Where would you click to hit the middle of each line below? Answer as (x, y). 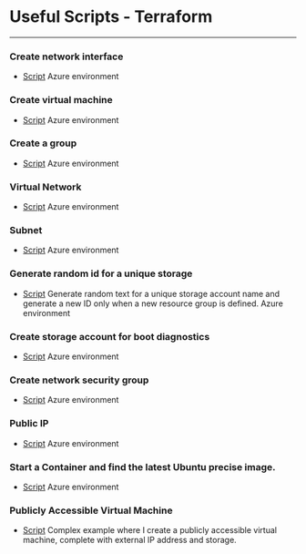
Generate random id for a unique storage (101, 273)
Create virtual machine (61, 100)
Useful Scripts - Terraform (111, 17)
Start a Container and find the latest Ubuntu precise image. (143, 467)
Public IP (29, 424)
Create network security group (79, 380)
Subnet (26, 231)
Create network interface (66, 56)
